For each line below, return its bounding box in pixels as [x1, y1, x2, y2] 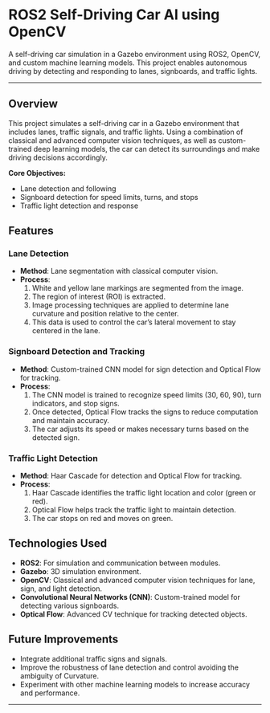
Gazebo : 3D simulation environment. [19, 566, 142, 576]
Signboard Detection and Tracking [8, 346, 145, 357]
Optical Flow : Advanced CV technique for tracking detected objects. [19, 609, 247, 619]
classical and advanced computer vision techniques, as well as [8, 135, 217, 145]
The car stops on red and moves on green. [31, 514, 174, 524]
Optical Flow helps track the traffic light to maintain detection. [31, 505, 237, 515]
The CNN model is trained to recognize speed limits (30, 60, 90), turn [31, 389, 262, 399]
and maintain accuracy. [31, 415, 110, 425]
